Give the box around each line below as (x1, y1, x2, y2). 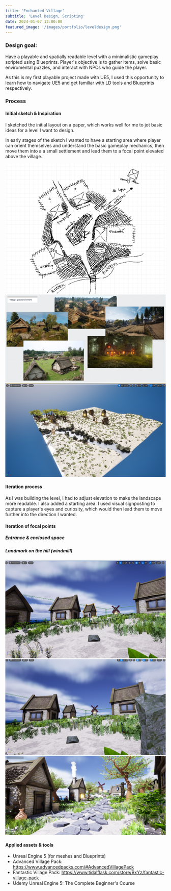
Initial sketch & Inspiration (5, 110, 62, 117)
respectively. (5, 85, 32, 91)
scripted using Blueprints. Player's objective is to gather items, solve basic (5, 59, 161, 65)
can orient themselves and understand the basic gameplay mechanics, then (5, 142, 164, 148)
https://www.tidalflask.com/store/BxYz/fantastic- (61, 870, 164, 876)
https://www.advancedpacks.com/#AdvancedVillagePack (12, 864, 134, 870)
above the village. (5, 153, 42, 159)
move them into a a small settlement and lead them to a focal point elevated (5, 148, 164, 154)
